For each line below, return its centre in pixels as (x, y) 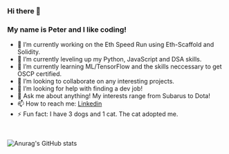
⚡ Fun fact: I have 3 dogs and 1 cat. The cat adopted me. (98, 114)
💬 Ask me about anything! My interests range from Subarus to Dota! (114, 96)
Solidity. (29, 52)
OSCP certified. (39, 74)
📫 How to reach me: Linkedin (59, 104)
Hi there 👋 (24, 11)
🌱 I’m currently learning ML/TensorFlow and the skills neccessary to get (120, 67)
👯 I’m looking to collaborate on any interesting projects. (96, 81)
